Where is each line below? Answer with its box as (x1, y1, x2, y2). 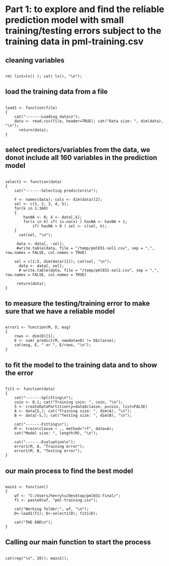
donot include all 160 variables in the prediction (5, 153, 157, 162)
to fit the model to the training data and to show (5, 361, 157, 369)
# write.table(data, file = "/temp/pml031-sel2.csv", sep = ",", (18, 268, 159, 273)
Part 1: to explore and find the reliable (5, 4, 164, 15)
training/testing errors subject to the (5, 25, 161, 36)
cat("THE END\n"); (14, 520, 53, 525)
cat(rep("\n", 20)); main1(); (5, 555, 69, 561)
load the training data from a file (5, 88, 108, 96)
